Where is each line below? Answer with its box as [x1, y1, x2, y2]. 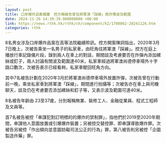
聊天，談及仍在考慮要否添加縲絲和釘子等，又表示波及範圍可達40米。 [5, 87, 145, 93]
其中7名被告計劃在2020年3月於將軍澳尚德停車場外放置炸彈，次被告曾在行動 [5, 75, 160, 81]
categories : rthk [5, 26, 41, 31]
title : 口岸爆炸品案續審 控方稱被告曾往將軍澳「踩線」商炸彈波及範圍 [5, 12, 131, 17]
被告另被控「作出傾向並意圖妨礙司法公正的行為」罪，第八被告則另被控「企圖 [5, 127, 161, 133]
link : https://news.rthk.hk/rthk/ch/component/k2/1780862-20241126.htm [5, 21, 156, 26]
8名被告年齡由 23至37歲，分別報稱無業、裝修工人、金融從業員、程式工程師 [5, 98, 158, 104]
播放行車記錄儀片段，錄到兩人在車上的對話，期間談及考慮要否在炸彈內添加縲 [5, 52, 161, 58]
